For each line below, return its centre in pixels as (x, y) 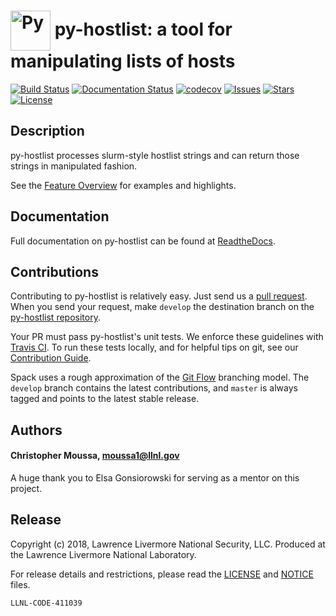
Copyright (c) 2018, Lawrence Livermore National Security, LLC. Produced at (168, 544)
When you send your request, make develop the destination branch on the (162, 307)
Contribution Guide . (51, 358)
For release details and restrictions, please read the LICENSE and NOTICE (162, 574)
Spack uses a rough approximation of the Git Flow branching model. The (160, 377)
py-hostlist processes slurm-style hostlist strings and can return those (155, 155)
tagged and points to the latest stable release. (105, 399)
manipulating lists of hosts (123, 61)
